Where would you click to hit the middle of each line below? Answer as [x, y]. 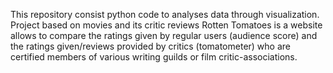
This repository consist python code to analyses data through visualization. [165, 14]
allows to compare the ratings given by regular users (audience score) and [164, 35]
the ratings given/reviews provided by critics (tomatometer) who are [150, 46]
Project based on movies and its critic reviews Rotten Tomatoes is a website [166, 25]
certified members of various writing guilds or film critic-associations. [154, 57]
